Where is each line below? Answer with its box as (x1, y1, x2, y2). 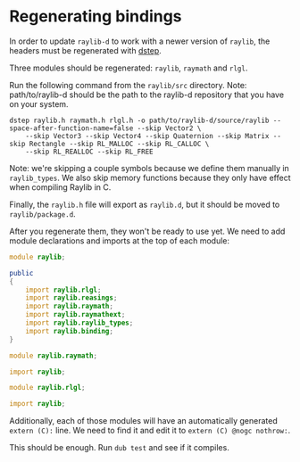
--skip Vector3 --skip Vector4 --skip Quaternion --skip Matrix (25, 131, 270, 140)
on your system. (9, 98, 69, 109)
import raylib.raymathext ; (25, 310, 126, 319)
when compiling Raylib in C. (9, 181, 112, 193)
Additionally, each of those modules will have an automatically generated (9, 416, 279, 426)
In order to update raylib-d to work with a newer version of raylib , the (9, 36, 271, 46)
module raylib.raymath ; (9, 351, 98, 360)
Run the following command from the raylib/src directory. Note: (9, 79, 247, 90)
